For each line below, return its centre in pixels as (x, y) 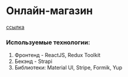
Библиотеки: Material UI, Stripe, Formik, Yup (68, 68)
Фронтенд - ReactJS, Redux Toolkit (57, 55)
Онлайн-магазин (49, 11)
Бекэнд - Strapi (33, 61)
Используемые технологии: (48, 42)
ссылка (15, 27)
